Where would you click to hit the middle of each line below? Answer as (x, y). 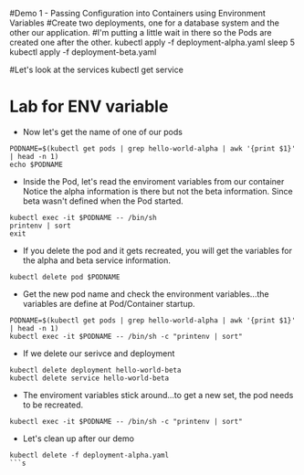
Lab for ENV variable (89, 106)
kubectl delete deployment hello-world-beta (95, 370)
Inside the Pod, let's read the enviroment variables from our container (153, 181)
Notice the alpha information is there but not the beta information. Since (158, 191)
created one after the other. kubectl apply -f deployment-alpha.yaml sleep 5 (152, 42)
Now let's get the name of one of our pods (102, 132)
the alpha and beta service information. (96, 260)
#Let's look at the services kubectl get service (97, 69)
